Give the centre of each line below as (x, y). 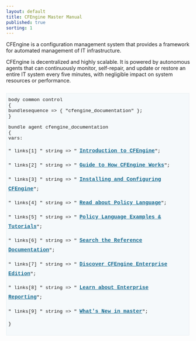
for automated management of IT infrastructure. (64, 51)
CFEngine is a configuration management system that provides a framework (98, 44)
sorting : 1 (19, 28)
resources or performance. (39, 81)
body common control (36, 100)
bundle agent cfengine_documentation (59, 127)
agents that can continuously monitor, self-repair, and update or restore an (96, 68)
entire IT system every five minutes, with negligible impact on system (90, 74)
